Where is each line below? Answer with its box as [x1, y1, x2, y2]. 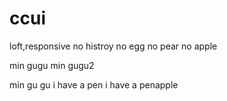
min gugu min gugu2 [9, 59, 95, 71]
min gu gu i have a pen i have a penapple [9, 78, 179, 91]
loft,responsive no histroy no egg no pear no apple [9, 40, 218, 52]
